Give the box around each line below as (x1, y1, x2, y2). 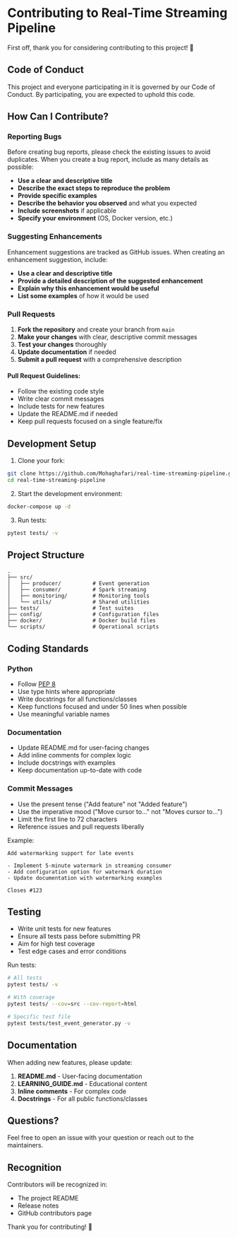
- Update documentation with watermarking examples (7, 874, 162, 881)
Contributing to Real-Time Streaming (7, 5, 228, 21)
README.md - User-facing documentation (17, 1072, 142, 1080)
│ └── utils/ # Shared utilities (7, 599, 150, 606)
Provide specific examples (17, 191, 97, 200)
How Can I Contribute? (7, 111, 109, 123)
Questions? (7, 1114, 59, 1126)
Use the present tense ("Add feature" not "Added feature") (17, 800, 188, 808)
